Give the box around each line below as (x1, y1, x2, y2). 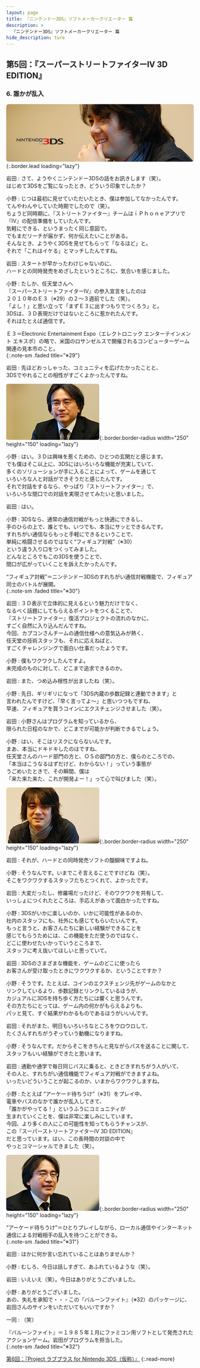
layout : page (6, 10, 39, 16)
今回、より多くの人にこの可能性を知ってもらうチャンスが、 (6, 1120, 152, 1127)
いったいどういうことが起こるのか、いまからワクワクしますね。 (6, 1078, 162, 1085)
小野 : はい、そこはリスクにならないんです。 (6, 738, 114, 745)
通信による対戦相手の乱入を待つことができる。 (6, 1231, 121, 1239)
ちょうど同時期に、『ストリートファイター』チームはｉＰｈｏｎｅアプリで (6, 210, 186, 217)
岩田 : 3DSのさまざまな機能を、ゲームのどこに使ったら (6, 959, 141, 967)
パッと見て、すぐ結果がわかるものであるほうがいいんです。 (6, 1010, 152, 1017)
